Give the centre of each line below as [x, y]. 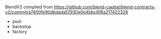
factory [19, 32]
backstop [22, 26]
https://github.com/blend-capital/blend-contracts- [105, 7]
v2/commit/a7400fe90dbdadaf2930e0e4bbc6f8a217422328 [67, 12]
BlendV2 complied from [29, 7]
